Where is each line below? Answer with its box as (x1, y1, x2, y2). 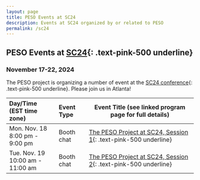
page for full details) (110, 110, 170, 119)
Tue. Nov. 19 (9, 148, 46, 157)
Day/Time (9, 99, 37, 107)
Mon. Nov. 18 (9, 124, 48, 132)
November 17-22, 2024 (6, 65, 74, 73)
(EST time (9, 107, 37, 115)
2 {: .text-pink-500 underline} (89, 160, 173, 168)
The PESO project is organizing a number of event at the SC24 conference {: (6, 79, 193, 86)
